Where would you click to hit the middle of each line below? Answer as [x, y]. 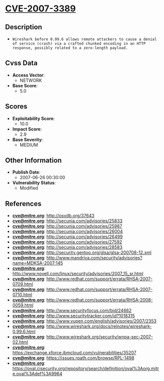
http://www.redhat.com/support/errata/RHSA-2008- [100, 300]
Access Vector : [28, 75]
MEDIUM [29, 145]
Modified [29, 188]
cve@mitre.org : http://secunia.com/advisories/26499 [67, 237]
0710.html [22, 295]
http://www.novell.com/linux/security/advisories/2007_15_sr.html [78, 274]
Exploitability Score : [33, 118]
